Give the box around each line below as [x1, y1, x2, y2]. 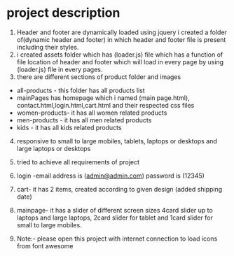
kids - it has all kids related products [16, 123, 122, 131]
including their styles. [16, 43, 79, 51]
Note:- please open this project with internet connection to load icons [16, 234, 218, 243]
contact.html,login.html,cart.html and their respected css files [16, 101, 195, 109]
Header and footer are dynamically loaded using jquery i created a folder [16, 28, 227, 36]
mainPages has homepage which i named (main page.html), [16, 93, 190, 102]
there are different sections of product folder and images [16, 72, 181, 81]
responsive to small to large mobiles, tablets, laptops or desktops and [16, 136, 218, 145]
